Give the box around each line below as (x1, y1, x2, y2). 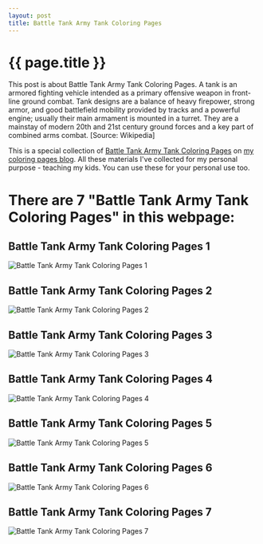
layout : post (8, 11, 52, 20)
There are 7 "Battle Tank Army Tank (8, 191, 249, 209)
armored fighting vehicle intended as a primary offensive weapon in (8, 89, 231, 98)
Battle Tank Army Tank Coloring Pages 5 (8, 416, 213, 431)
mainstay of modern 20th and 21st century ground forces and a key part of (8, 122, 254, 132)
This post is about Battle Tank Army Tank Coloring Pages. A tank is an (8, 80, 237, 89)
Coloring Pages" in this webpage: (8, 208, 235, 226)
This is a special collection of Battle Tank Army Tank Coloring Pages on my (8, 146, 254, 156)
